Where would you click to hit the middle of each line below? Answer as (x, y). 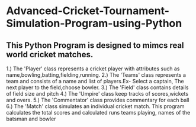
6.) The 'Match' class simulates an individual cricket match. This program (95, 106)
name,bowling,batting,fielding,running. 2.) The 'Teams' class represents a (96, 75)
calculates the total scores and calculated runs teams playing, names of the (98, 113)
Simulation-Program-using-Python (94, 23)
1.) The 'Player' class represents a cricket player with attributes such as (93, 69)
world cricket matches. (50, 54)
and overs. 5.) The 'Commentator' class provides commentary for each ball (98, 100)
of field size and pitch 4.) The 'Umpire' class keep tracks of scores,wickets (97, 94)
